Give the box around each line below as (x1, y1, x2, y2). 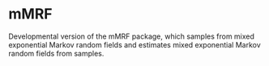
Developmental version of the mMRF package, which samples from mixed (8, 31, 255, 41)
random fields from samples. (8, 48, 105, 58)
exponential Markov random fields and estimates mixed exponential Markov (8, 39, 261, 49)
